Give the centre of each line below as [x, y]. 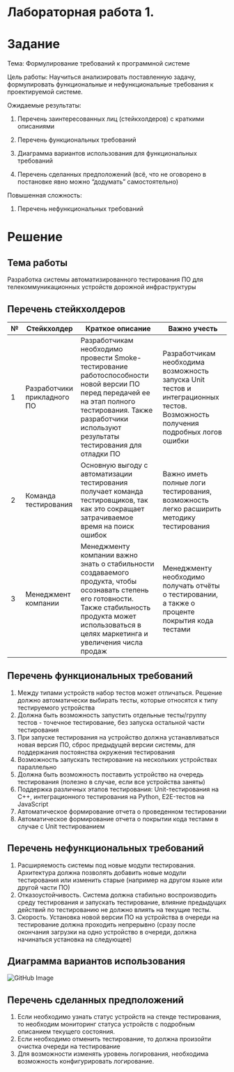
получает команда [112, 491]
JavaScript [33, 804]
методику [179, 517]
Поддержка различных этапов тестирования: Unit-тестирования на [118, 789]
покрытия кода [188, 620]
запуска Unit [184, 379]
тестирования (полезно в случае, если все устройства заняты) [111, 781]
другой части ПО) [44, 887]
